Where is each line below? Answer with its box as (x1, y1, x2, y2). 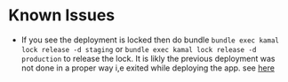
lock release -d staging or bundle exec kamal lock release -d (20, 43, 257, 54)
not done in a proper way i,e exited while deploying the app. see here (20, 63, 275, 73)
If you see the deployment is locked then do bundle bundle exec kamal (20, 34, 279, 45)
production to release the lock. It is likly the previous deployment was (20, 53, 276, 63)
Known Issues (8, 5, 116, 26)
